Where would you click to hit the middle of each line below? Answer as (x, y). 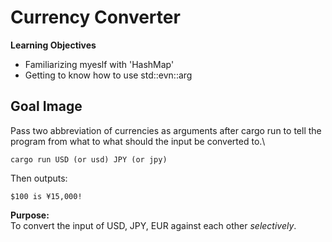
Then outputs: (39, 178)
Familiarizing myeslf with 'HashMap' (99, 64)
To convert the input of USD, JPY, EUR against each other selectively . (153, 225)
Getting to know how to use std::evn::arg (108, 75)
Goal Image (46, 106)
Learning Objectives (53, 45)
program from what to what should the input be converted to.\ (138, 141)
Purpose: (30, 215)
